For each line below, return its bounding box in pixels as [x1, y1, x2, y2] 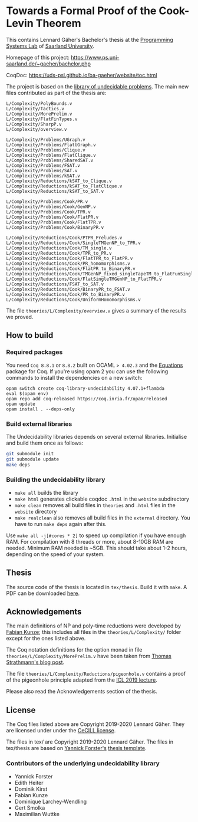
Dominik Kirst [14, 785, 48, 793]
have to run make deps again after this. [14, 520, 107, 527]
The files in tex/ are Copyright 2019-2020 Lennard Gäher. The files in [6, 738, 174, 745]
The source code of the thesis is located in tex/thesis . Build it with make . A [6, 583, 187, 590]
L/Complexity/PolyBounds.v [6, 100, 72, 107]
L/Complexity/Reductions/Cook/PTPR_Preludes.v [6, 235, 123, 241]
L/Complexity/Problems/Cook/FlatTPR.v [6, 219, 101, 225]
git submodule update [6, 456, 60, 462]
